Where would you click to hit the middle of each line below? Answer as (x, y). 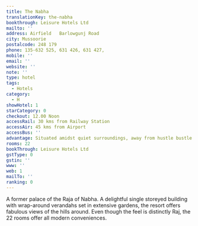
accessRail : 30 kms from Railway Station (58, 122)
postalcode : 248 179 (32, 45)
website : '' (21, 67)
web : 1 (14, 171)
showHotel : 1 (22, 105)
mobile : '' (20, 56)
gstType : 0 (20, 154)
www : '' (16, 166)
